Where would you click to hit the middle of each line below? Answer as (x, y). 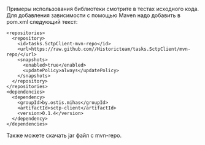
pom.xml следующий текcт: (42, 22)
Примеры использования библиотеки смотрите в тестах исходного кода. (103, 9)
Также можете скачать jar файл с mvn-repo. (64, 135)
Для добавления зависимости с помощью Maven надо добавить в (94, 15)
